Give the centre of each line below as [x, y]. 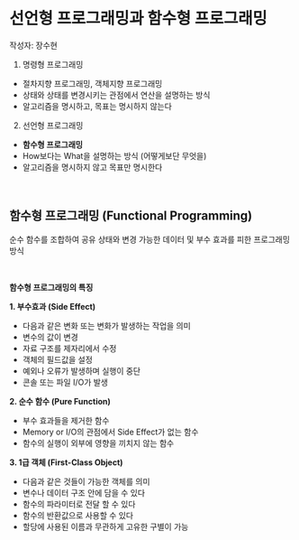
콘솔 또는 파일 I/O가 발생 [65, 382]
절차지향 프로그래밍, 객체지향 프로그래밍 [92, 83]
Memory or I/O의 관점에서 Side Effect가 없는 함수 [110, 432]
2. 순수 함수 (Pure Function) [60, 401]
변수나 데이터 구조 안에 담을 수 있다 [84, 492]
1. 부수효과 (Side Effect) [53, 306]
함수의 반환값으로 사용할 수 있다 [77, 515]
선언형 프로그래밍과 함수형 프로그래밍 [138, 19]
